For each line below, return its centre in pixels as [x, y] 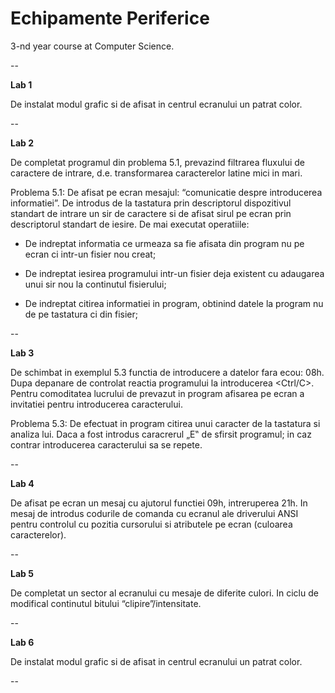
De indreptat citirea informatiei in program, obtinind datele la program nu [174, 303]
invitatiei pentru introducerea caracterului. [96, 404]
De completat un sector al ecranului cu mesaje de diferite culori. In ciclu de [164, 593]
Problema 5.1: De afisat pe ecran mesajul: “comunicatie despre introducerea [166, 192]
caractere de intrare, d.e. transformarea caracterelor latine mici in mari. [156, 173]
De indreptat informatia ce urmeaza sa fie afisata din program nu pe [164, 243]
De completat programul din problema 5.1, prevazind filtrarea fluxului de [157, 162]
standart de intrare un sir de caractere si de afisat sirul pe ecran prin [151, 213]
